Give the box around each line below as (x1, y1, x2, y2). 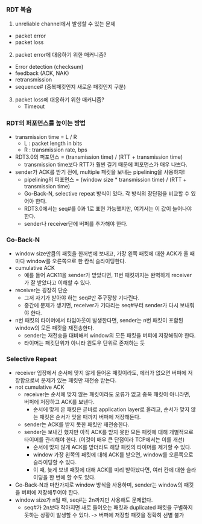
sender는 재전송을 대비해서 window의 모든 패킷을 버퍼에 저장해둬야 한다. (24, 331, 196, 339)
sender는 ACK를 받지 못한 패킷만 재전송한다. (24, 421, 130, 428)
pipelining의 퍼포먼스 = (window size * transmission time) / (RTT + (24, 176, 187, 183)
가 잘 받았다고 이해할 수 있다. (24, 279, 92, 286)
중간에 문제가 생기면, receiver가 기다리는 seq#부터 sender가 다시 (24, 301, 179, 308)
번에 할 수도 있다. (55, 474, 96, 481)
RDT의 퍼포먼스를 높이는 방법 (6, 119, 86, 127)
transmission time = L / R (14, 133, 77, 140)
